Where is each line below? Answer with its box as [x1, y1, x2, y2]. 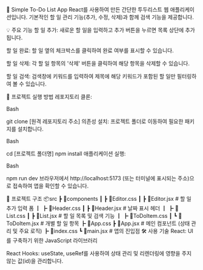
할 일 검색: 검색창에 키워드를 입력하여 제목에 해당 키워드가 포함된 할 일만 [6, 73, 176, 79]
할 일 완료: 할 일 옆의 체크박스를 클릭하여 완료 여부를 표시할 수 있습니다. [6, 47, 174, 54]
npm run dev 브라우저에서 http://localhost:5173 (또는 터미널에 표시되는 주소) [6, 175, 190, 181]
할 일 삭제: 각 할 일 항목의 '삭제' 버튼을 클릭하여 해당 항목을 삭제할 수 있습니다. [6, 60, 190, 67]
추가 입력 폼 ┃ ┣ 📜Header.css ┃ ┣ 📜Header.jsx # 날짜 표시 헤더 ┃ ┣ [6, 204, 174, 212]
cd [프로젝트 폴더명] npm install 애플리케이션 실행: [6, 150, 126, 157]
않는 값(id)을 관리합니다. [6, 257, 64, 265]
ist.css [6, 212, 26, 219]
